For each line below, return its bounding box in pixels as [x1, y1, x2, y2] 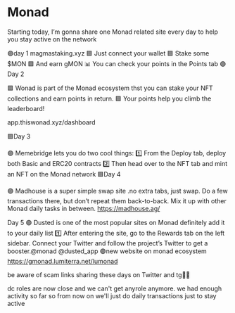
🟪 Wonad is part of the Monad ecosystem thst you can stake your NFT [7, 84, 213, 92]
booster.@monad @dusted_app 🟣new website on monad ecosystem [7, 247, 208, 255]
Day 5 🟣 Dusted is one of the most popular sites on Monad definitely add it [7, 218, 225, 226]
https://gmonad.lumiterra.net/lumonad [7, 257, 118, 265]
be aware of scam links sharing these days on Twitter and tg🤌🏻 [7, 270, 191, 279]
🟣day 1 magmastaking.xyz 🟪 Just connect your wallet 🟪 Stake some [7, 49, 210, 57]
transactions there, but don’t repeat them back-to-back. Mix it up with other [7, 196, 227, 205]
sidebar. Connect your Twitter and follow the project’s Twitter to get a [7, 238, 208, 247]
